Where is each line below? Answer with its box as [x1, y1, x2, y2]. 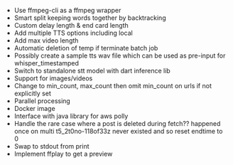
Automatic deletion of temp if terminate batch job [13, 44, 158, 52]
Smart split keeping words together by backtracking [13, 14, 166, 22]
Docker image [13, 105, 55, 112]
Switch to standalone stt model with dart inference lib [13, 67, 170, 75]
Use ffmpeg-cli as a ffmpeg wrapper [13, 6, 121, 14]
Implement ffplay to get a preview [13, 149, 113, 158]
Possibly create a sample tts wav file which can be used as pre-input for [13, 51, 226, 60]
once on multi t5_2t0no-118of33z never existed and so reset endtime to [13, 127, 223, 135]
